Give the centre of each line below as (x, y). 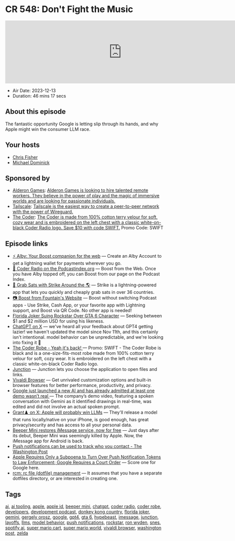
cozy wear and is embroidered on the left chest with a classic (76, 222)
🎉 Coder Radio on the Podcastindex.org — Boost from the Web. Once (84, 269)
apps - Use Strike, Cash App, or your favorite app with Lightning (79, 305)
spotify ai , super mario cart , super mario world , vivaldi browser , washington (83, 528)
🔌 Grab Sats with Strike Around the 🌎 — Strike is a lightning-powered (84, 285)
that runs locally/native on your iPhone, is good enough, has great (81, 420)
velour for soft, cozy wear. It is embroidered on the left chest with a (82, 359)
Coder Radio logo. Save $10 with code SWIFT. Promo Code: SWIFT (94, 228)
